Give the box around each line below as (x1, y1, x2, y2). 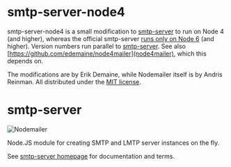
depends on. (7, 56, 44, 65)
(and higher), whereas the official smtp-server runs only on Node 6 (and (7, 34, 214, 42)
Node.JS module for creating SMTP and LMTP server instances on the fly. (7, 138, 220, 147)
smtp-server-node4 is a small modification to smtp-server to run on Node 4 (7, 27, 224, 35)
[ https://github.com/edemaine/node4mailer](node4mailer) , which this (7, 49, 207, 58)
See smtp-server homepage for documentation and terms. (7, 152, 175, 160)
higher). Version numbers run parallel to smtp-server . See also (7, 42, 186, 50)
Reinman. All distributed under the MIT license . (7, 77, 141, 86)
